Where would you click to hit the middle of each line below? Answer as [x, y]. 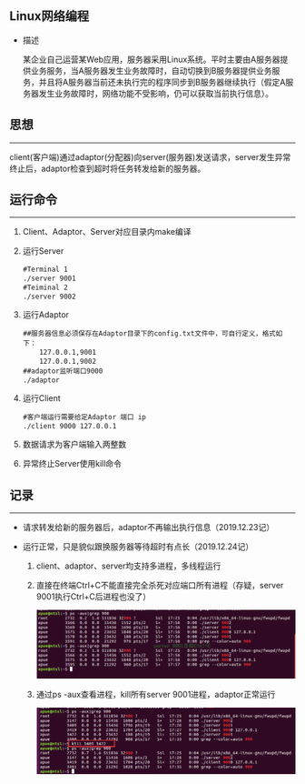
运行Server [43, 251]
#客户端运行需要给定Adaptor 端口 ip [84, 417]
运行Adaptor [46, 315]
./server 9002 [49, 297]
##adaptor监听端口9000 [63, 371]
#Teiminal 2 [45, 288]
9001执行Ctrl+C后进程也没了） [93, 597]
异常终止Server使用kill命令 [72, 464]
